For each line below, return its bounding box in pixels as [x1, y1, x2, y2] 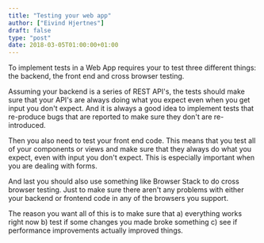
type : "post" [8, 33, 52, 42]
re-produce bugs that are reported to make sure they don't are [8, 112, 212, 121]
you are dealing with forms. [8, 161, 98, 171]
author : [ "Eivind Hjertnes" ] [8, 19, 105, 27]
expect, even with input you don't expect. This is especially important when [8, 152, 255, 163]
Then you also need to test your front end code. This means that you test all [8, 136, 256, 145]
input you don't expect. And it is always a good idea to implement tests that [8, 104, 254, 114]
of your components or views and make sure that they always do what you [8, 145, 252, 154]
